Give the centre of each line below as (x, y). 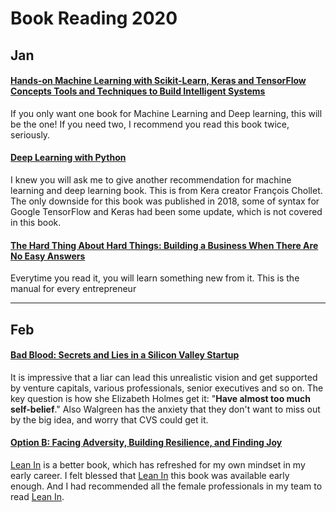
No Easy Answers (48, 256)
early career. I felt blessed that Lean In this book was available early (150, 475)
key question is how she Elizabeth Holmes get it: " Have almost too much (160, 398)
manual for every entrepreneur (73, 289)
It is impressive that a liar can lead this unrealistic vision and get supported (164, 377)
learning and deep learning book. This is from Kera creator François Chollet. (166, 190)
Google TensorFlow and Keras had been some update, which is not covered (166, 211)
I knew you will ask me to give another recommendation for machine (151, 179)
